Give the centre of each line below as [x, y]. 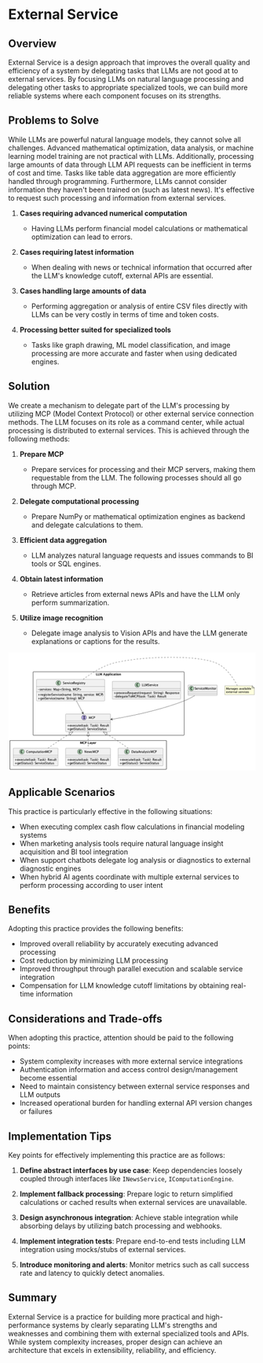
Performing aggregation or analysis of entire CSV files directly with [139, 306]
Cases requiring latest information [77, 252]
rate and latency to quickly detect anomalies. [92, 1273]
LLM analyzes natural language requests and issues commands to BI [142, 555]
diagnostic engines [50, 868]
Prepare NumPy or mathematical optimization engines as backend [138, 516]
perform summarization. [70, 602]
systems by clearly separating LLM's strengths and [135, 1325]
